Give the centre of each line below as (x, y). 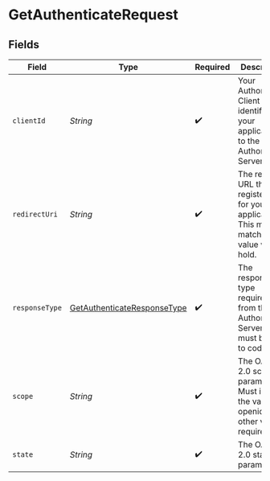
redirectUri (35, 214)
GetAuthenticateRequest (94, 15)
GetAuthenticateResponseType (128, 308)
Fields (24, 45)
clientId (29, 121)
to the (249, 141)
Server (251, 161)
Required (213, 67)
